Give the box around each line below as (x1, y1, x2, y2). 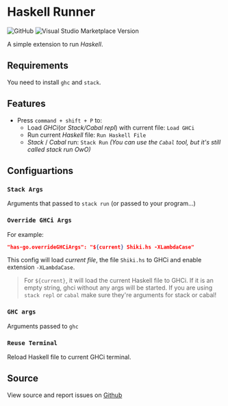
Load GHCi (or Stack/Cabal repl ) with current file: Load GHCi (27, 123, 195, 131)
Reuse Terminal (7, 339, 58, 346)
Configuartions (7, 165, 74, 177)
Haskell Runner (7, 4, 96, 20)
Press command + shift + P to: (16, 116, 103, 124)
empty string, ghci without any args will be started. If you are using (23, 283, 213, 292)
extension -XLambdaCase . (7, 263, 75, 271)
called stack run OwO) (27, 145, 91, 153)
